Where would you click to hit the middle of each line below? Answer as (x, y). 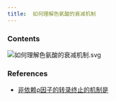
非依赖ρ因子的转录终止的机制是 (63, 90)
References (28, 73)
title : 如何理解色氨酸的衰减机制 (52, 14)
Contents (24, 38)
